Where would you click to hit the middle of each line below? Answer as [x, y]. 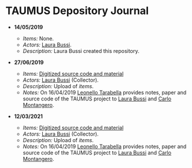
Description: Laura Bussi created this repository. [81, 51]
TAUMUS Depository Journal [77, 11]
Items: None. [38, 38]
